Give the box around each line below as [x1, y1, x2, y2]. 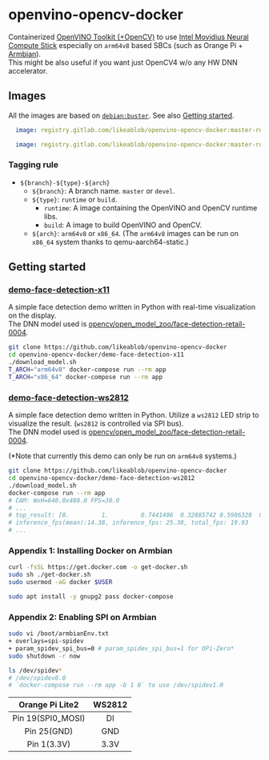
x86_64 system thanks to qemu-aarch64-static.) [31, 237, 190, 246]
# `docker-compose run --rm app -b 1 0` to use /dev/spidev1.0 [8, 682, 224, 690]
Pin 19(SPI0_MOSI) [12, 713, 86, 724]
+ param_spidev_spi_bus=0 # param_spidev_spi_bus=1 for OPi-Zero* [8, 644, 235, 653]
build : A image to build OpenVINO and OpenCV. [43, 220, 203, 230]
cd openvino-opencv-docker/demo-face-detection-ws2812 [8, 474, 195, 482]
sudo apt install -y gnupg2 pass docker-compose [8, 592, 174, 601]
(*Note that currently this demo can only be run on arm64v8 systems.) [8, 451, 238, 461]
